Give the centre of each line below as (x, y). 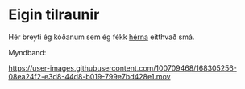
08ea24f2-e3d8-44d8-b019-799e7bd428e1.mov (89, 76)
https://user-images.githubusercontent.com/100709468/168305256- (123, 68)
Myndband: (27, 52)
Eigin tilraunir (54, 15)
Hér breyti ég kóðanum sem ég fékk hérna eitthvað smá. (102, 37)
